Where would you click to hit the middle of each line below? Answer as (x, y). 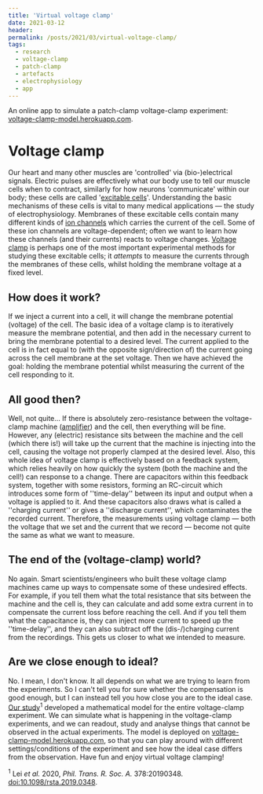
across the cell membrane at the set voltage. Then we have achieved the (126, 358)
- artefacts (35, 74)
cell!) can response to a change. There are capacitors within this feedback (128, 477)
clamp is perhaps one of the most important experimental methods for (122, 247)
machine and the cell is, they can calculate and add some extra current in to (131, 604)
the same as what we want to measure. (71, 535)
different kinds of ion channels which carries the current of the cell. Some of (131, 223)
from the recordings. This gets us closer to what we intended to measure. (127, 637)
